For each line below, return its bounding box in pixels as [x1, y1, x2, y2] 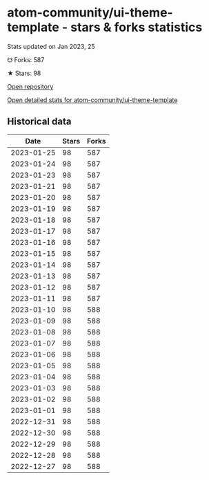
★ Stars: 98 [7, 69, 41, 77]
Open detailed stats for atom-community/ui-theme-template [7, 95, 178, 104]
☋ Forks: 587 [7, 55, 45, 63]
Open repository [7, 82, 54, 90]
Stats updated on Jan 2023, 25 [7, 42, 95, 50]
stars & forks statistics [70, 19, 203, 35]
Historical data [7, 116, 72, 128]
